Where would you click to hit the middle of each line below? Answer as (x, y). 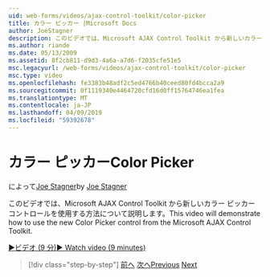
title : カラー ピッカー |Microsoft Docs (73, 23)
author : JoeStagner (41, 31)
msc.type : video (35, 75)
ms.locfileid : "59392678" (51, 120)
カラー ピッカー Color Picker (101, 163)
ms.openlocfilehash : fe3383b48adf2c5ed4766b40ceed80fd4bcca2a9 (117, 83)
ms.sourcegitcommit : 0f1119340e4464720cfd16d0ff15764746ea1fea (117, 90)
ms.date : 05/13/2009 (43, 53)
